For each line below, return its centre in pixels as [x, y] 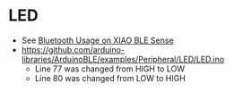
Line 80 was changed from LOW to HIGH [110, 78]
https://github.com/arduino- [73, 49]
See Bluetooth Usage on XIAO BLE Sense [97, 40]
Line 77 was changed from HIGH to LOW [110, 69]
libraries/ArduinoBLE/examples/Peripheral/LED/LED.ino [123, 59]
